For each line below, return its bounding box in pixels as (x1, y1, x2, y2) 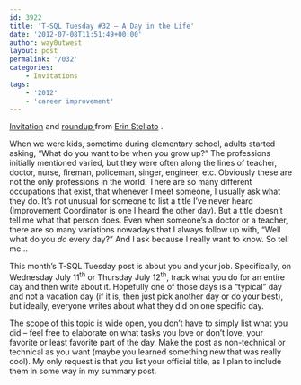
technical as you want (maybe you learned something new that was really (9, 346, 281, 357)
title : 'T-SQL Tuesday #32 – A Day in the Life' (9, 22, 195, 31)
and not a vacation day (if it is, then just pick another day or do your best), (9, 291, 284, 302)
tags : (9, 80, 30, 89)
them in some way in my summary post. (9, 365, 157, 377)
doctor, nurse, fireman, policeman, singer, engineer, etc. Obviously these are (9, 167, 293, 178)
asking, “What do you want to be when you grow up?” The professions (9, 148, 271, 159)
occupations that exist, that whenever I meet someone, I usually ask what (9, 186, 281, 197)
